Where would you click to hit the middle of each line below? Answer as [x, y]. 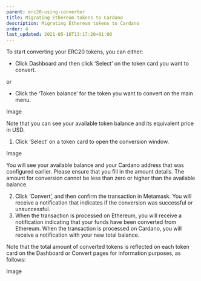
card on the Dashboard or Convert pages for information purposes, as [94, 253]
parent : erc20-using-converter [46, 12]
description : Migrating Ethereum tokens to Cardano [73, 23]
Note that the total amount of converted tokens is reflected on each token [98, 247]
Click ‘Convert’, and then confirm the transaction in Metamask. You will [103, 196]
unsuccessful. [32, 209]
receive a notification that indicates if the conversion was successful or [104, 203]
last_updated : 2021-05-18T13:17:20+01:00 [59, 35]
